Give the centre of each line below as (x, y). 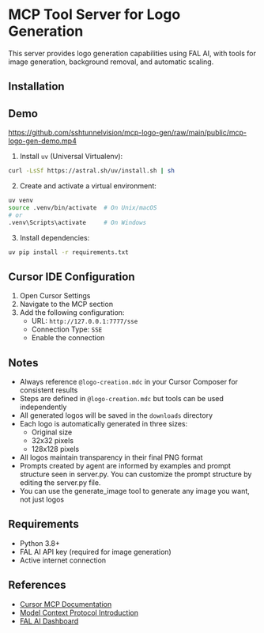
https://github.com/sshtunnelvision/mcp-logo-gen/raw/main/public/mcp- (128, 133)
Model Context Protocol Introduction (79, 612)
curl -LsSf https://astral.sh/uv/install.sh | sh (92, 171)
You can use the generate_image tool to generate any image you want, (135, 491)
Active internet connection (63, 560)
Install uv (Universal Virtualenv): (71, 157)
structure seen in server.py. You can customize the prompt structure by (136, 474)
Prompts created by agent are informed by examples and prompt (125, 466)
